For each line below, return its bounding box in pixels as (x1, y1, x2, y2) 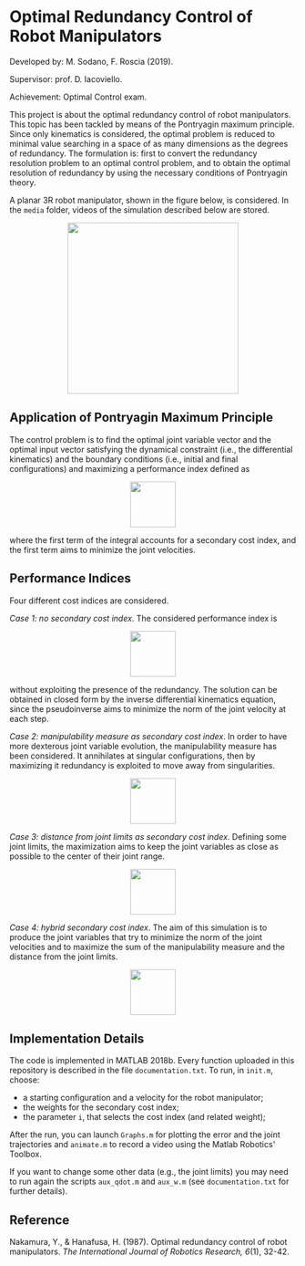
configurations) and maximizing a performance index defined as (9, 463, 250, 474)
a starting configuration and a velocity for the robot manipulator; (22, 1093, 264, 1104)
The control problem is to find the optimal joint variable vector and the (9, 434, 271, 445)
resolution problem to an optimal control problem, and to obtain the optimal (9, 157, 291, 168)
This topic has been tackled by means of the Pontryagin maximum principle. (9, 119, 295, 130)
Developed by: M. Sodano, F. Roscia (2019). (9, 56, 174, 67)
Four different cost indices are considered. (9, 595, 169, 606)
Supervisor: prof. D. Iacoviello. (9, 73, 123, 84)
